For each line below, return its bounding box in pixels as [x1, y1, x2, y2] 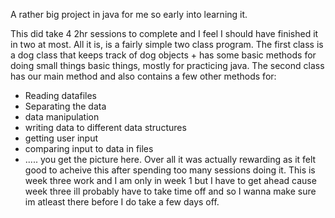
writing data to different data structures [24, 122, 187, 133]
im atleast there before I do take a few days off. [24, 196, 220, 208]
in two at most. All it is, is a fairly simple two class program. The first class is [10, 39, 324, 50]
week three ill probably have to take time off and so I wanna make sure [24, 185, 317, 197]
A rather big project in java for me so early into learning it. [10, 9, 248, 20]
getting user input [24, 132, 99, 144]
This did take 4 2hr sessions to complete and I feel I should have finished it [10, 28, 319, 39]
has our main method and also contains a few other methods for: [10, 70, 277, 82]
